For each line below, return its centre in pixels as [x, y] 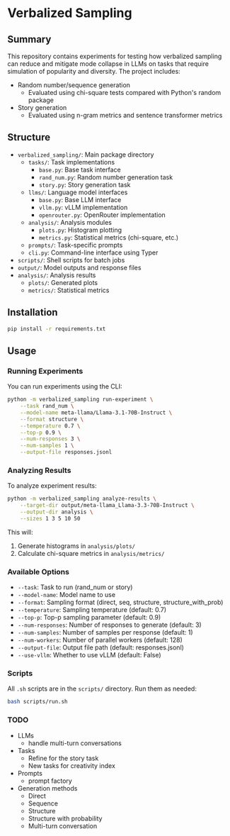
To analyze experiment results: [52, 486]
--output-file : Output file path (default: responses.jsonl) [100, 647]
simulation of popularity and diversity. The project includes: [94, 71]
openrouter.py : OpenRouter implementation [102, 215]
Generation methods [47, 788]
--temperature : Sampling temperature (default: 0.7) [92, 610]
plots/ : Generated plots [63, 282]
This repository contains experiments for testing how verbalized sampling [115, 56]
